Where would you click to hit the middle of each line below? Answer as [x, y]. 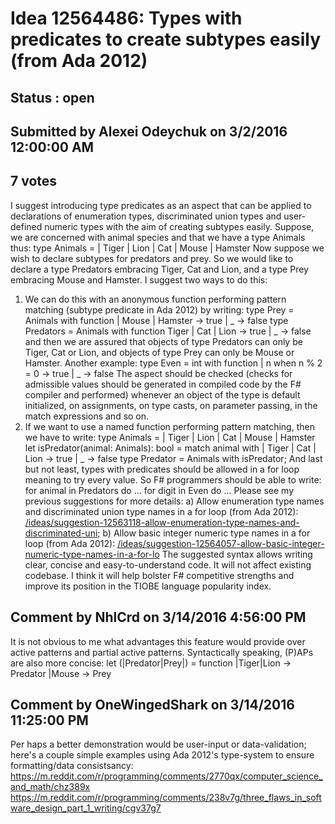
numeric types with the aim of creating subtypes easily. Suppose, [179, 226]
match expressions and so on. [87, 416]
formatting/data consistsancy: [72, 766]
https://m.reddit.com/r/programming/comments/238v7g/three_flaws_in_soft [166, 798]
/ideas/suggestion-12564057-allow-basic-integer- [221, 543]
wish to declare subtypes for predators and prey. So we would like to [152, 258]
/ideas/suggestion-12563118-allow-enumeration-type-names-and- [162, 522]
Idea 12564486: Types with [126, 18]
